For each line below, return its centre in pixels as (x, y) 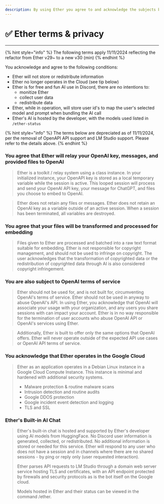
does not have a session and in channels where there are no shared (85, 452)
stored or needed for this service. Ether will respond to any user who (86, 447)
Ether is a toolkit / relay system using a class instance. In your (79, 172)
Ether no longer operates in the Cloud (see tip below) (65, 82)
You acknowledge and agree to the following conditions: (61, 67)
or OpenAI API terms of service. (49, 343)
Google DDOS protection (49, 397)
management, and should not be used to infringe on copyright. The (84, 253)
